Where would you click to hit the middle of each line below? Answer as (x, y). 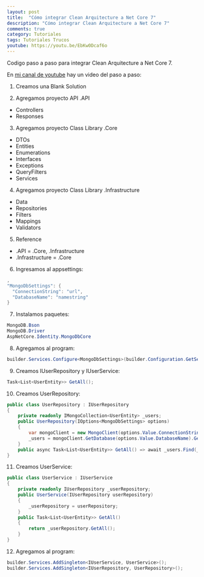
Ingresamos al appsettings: (49, 269)
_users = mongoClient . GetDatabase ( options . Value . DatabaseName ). (111, 438)
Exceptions (30, 165)
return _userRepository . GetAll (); (72, 529)
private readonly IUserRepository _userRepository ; (84, 489)
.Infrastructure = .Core (44, 257)
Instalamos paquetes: (42, 314)
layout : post (23, 12)
